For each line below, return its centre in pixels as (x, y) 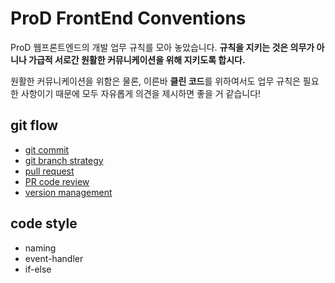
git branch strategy (64, 160)
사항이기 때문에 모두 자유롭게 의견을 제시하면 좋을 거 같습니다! (141, 93)
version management (68, 192)
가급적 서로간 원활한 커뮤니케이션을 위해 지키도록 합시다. (137, 59)
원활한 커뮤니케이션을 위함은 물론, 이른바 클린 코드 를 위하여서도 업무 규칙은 (155, 81)
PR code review (57, 181)
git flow (34, 125)
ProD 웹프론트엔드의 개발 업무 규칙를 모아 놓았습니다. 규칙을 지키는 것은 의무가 (162, 47)
